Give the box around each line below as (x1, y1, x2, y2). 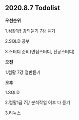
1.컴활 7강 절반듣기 (5, 69, 40, 75)
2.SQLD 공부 (5, 38, 30, 44)
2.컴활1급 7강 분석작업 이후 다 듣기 (5, 100, 71, 105)
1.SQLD (5, 89, 20, 95)
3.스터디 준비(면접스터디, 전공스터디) (5, 48, 75, 54)
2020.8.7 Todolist (5, 4, 60, 12)
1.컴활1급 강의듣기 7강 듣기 (5, 28, 55, 34)
